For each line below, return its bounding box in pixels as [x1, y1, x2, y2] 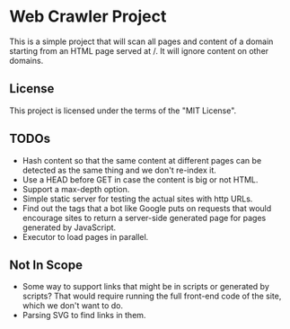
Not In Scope [9, 257, 83, 272]
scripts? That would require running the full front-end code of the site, [22, 290, 282, 302]
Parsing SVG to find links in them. [22, 310, 146, 321]
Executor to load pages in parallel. [22, 231, 149, 242]
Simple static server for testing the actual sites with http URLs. [22, 193, 253, 204]
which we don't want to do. [22, 300, 124, 311]
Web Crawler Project [9, 6, 167, 27]
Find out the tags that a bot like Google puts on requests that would [22, 202, 272, 213]
